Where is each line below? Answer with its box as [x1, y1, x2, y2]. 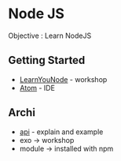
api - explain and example [19, 127, 104, 137]
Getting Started [8, 54, 86, 67]
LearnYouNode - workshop [19, 74, 108, 84]
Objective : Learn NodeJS [8, 31, 92, 40]
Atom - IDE [19, 83, 55, 92]
